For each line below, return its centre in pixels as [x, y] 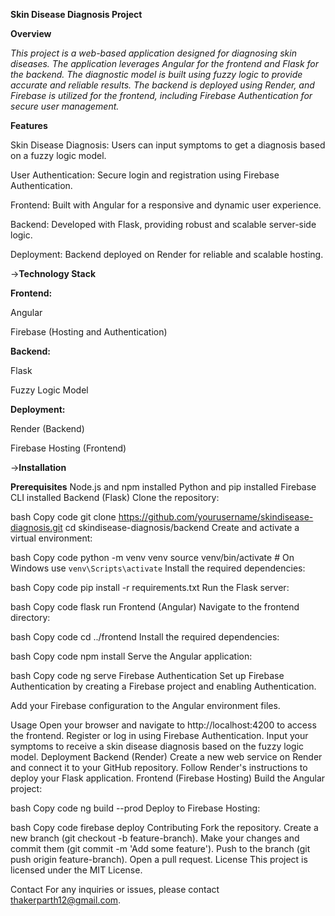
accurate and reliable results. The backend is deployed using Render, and [162, 85]
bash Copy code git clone [63, 517]
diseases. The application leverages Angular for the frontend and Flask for [165, 63]
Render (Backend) [47, 428]
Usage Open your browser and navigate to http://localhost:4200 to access [163, 725]
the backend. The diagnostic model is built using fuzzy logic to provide [156, 74]
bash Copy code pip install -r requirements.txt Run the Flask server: [150, 587]
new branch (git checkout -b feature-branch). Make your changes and [155, 838]
